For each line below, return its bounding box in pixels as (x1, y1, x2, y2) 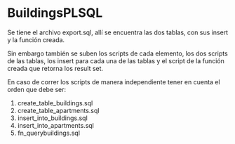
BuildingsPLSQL (7, 5, 103, 21)
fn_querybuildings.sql (17, 129, 81, 137)
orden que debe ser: (7, 85, 67, 93)
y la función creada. (7, 35, 65, 44)
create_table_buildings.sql (17, 98, 93, 107)
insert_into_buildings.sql (17, 114, 88, 122)
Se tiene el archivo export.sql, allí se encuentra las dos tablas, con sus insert (7, 28, 229, 37)
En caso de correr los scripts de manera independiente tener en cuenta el (7, 77, 220, 86)
